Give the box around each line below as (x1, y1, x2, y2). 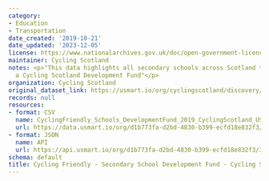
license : (8, 49, 38, 57)
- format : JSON (8, 131, 59, 139)
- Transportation (8, 26, 66, 34)
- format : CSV (8, 109, 56, 117)
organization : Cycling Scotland (8, 78, 116, 86)
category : (8, 11, 42, 20)
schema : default (8, 153, 62, 161)
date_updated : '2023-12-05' (8, 42, 102, 50)
